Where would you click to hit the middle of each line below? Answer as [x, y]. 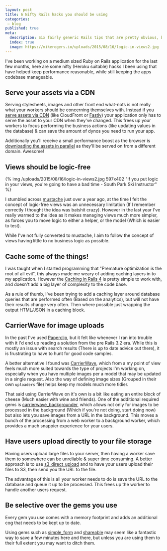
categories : [17, 19]
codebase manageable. [29, 77]
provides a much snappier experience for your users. [59, 426]
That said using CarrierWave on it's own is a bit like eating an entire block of [83, 394]
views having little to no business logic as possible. [57, 241]
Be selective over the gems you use [61, 505]
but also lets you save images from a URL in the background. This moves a [82, 415]
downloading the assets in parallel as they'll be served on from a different [80, 146]
